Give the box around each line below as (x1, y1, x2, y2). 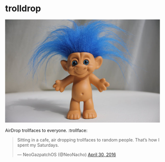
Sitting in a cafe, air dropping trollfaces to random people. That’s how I (17, 137, 160, 142)
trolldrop (5, 3, 41, 14)
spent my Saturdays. (17, 142, 59, 148)
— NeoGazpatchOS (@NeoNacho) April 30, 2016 (17, 151, 116, 157)
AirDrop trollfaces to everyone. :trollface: (5, 127, 87, 133)
